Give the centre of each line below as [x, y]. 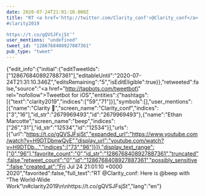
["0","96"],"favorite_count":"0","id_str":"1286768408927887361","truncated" [102, 153]
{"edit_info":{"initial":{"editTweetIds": [53, 69]
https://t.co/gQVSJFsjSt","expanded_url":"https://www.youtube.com [112, 134]
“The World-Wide [28, 179]
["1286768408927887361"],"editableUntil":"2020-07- [74, 75]
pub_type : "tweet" [30, 52]
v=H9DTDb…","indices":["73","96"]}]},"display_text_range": [80, 147]
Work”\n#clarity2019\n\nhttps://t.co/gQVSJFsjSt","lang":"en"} [84, 186]
